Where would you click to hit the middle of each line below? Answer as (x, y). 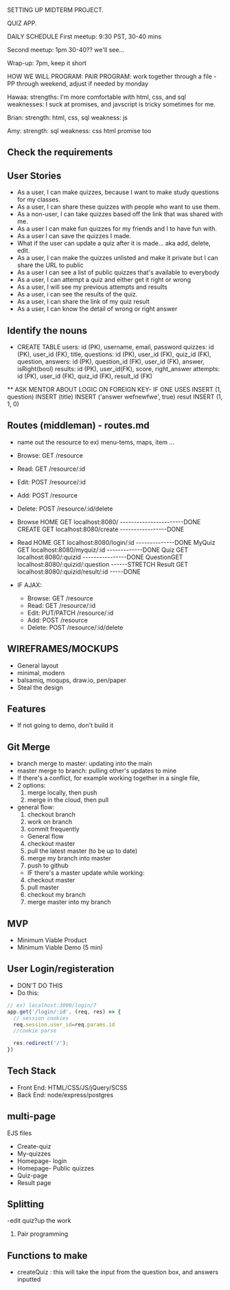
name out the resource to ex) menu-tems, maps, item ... (96, 442)
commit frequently (53, 829)
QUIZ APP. (22, 23)
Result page (34, 1182)
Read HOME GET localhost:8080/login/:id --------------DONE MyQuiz (116, 542)
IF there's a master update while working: (86, 873)
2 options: (31, 786)
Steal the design (40, 687)
